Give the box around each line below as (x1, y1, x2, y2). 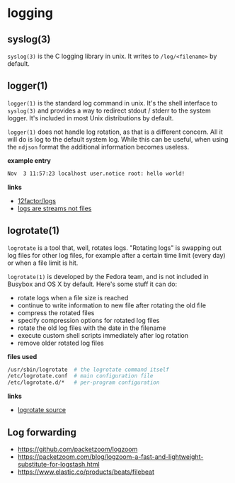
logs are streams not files (17, 204, 92, 212)
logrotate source (17, 406, 66, 414)
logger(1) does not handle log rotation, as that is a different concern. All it (7, 127, 223, 136)
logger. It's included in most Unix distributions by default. (7, 113, 174, 122)
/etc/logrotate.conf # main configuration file (7, 373, 154, 380)
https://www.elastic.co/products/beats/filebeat (17, 467, 154, 476)
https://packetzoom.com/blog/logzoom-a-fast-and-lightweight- (17, 452, 204, 461)
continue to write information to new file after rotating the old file (17, 301, 207, 309)
